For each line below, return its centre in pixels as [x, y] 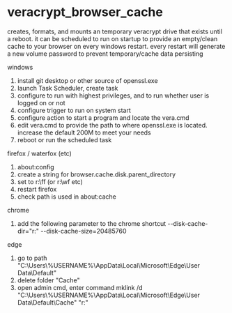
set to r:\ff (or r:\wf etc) [50, 181]
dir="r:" [28, 231]
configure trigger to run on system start [74, 110]
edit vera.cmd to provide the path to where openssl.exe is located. [112, 125]
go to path [32, 258]
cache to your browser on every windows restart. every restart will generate [116, 46]
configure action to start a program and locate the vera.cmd [103, 117]
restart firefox [37, 189]
